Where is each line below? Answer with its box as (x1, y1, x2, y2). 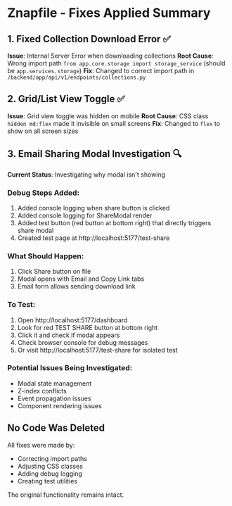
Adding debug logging (17, 469, 83, 478)
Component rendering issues (17, 401, 102, 410)
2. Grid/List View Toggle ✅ (7, 93, 125, 105)
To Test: (7, 300, 36, 310)
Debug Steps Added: (7, 188, 79, 198)
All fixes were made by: (7, 441, 75, 449)
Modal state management (17, 379, 92, 388)
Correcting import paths (17, 454, 88, 462)
